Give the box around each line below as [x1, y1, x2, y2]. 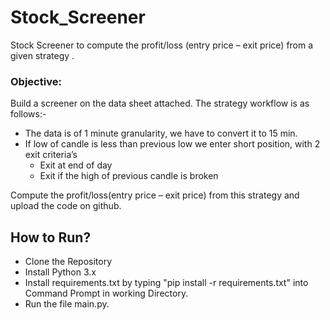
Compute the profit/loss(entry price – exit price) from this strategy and [10, 189, 300, 201]
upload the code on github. [10, 200, 122, 212]
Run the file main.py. [24, 298, 110, 310]
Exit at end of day [39, 159, 113, 171]
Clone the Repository [24, 256, 113, 268]
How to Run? [10, 229, 92, 246]
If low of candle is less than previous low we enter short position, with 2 [24, 138, 321, 150]
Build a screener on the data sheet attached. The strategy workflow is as [10, 97, 310, 110]
